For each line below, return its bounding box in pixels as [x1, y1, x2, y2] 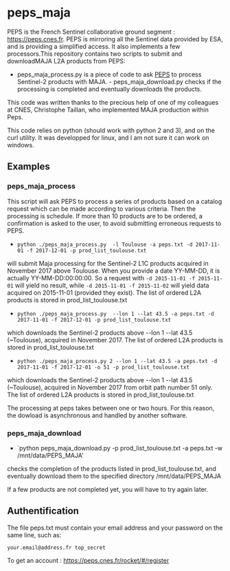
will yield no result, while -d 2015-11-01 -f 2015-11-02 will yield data [14, 281, 209, 289]
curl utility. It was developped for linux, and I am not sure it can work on [7, 133, 209, 142]
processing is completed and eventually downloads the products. [16, 85, 203, 93]
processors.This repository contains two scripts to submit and [7, 50, 183, 58]
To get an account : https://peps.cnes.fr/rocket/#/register [7, 556, 170, 564]
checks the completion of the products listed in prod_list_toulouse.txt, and [7, 464, 216, 473]
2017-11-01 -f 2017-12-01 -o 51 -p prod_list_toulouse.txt [16, 364, 190, 371]
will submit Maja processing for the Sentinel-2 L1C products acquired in [7, 259, 209, 267]
